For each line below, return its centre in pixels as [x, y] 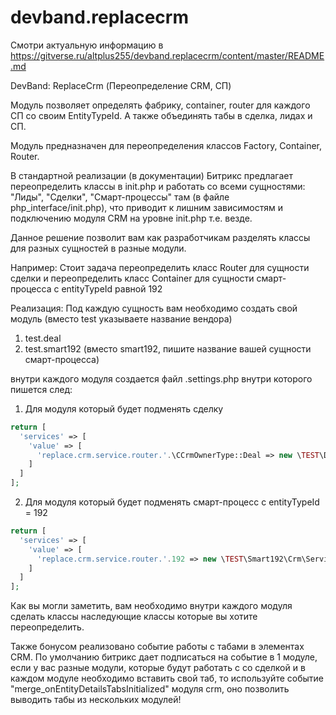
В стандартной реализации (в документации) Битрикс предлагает [151, 175]
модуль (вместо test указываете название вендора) [121, 318]
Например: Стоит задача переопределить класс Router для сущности [160, 267]
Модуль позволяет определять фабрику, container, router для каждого [160, 105]
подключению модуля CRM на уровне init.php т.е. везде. [131, 218]
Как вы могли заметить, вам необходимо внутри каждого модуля [151, 606]
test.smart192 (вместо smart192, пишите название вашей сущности [168, 348]
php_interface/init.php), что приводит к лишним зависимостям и [146, 207]
